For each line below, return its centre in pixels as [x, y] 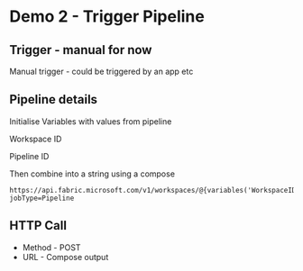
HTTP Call [38, 226]
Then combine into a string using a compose [92, 174]
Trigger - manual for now [81, 50]
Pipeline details [53, 99]
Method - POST [51, 247]
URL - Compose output [65, 257]
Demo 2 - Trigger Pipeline [107, 17]
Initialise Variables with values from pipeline [91, 121]
